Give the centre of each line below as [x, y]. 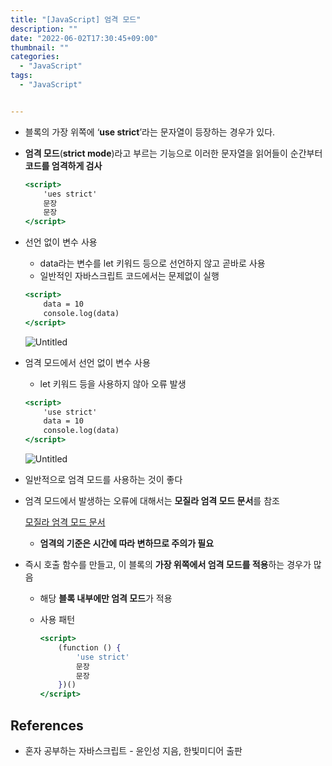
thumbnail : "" [40, 47]
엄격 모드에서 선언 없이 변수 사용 [87, 362]
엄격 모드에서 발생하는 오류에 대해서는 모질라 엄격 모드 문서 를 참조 [152, 500]
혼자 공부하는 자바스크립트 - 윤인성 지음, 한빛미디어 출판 [133, 750]
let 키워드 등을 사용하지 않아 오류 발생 [113, 383]
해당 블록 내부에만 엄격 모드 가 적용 [106, 598]
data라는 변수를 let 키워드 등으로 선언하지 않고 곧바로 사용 [152, 263]
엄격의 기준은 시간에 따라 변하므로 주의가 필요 [127, 543]
